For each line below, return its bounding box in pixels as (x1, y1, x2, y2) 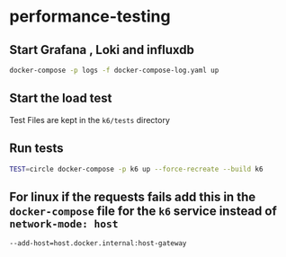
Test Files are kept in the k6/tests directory (9, 114, 171, 125)
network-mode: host (9, 217, 119, 230)
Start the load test (9, 91, 112, 106)
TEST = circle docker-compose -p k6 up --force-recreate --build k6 (9, 164, 264, 173)
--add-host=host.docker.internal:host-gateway (9, 239, 187, 248)
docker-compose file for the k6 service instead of (9, 203, 277, 218)
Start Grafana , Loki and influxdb (9, 42, 195, 58)
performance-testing (9, 6, 171, 27)
